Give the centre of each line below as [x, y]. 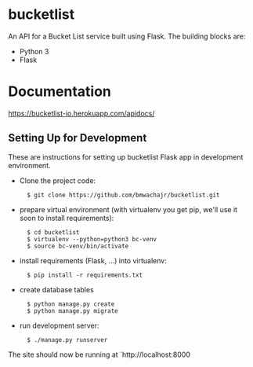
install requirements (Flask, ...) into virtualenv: [93, 260]
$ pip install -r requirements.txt [85, 275]
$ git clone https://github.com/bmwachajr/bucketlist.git [123, 195]
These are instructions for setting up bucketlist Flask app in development [126, 157]
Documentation [60, 92]
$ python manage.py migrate [73, 311]
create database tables [56, 289]
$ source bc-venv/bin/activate [78, 246]
